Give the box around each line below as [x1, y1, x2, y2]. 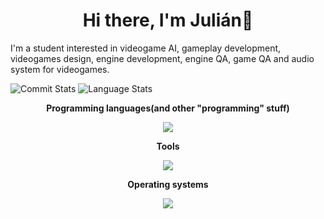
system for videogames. [10, 63, 110, 75]
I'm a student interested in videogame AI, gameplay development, [10, 42, 282, 54]
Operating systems [127, 178, 209, 190]
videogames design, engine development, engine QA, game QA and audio [10, 52, 315, 64]
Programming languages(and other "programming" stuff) [46, 102, 290, 114]
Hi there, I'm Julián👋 [82, 9, 254, 32]
